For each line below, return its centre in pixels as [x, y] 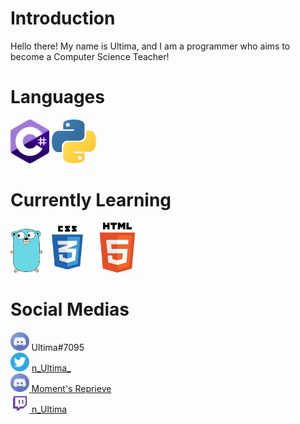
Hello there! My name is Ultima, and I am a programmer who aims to [150, 46]
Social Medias [70, 309]
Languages [57, 97]
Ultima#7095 [58, 347]
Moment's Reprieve [71, 388]
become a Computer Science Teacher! [90, 56]
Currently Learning [91, 200]
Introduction [63, 18]
